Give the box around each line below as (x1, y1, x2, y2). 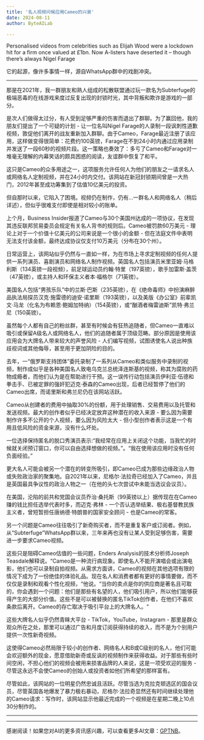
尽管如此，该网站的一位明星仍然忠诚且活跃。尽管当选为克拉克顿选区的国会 (6, 680, 192, 688)
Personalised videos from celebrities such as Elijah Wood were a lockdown (6, 42, 194, 49)
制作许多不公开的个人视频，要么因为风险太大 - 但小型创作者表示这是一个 (6, 416, 188, 424)
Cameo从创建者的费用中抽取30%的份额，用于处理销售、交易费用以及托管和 (6, 401, 196, 408)
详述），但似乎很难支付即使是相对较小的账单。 (6, 202, 121, 209)
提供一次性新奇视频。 (6, 631, 59, 639)
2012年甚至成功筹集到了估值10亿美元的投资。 (16, 181, 131, 188)
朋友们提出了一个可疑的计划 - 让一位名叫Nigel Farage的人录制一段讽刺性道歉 (6, 123, 198, 130)
